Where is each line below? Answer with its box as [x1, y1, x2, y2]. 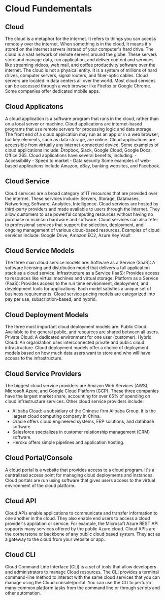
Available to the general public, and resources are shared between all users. [5, 329, 159, 335]
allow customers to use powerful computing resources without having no [5, 211, 154, 217]
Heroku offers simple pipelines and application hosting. [12, 440, 125, 445]
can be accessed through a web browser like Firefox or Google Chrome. [5, 83, 152, 89]
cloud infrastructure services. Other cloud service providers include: [5, 399, 144, 404]
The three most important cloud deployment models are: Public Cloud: [5, 324, 148, 330]
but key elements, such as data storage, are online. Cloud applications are [5, 136, 156, 142]
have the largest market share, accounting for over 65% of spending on [5, 393, 150, 399]
